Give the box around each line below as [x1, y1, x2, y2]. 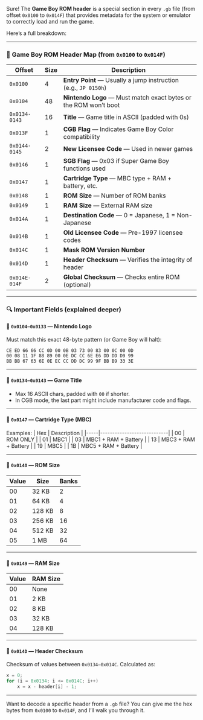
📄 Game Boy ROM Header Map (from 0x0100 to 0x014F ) [6, 50, 166, 59]
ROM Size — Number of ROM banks [63, 191, 166, 200]
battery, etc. [63, 182, 98, 190]
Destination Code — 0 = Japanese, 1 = [63, 211, 176, 220]
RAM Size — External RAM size [63, 202, 153, 210]
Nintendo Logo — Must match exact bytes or [63, 94, 192, 102]
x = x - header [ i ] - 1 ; [17, 684, 77, 690]
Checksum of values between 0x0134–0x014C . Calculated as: [6, 661, 156, 668]
